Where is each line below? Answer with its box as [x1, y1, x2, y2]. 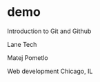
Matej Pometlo [7, 53, 48, 62]
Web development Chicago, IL [7, 67, 93, 75]
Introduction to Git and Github [7, 27, 92, 35]
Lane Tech [7, 40, 37, 48]
